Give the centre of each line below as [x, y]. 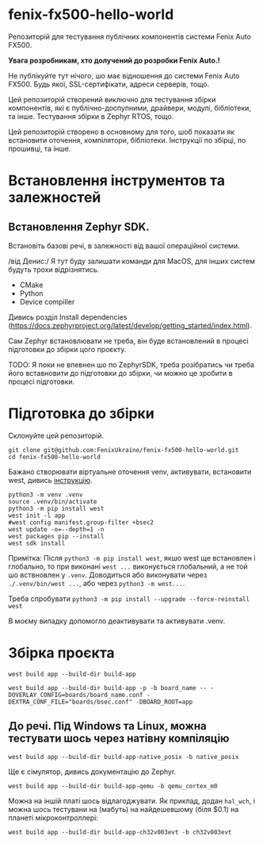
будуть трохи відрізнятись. [54, 269]
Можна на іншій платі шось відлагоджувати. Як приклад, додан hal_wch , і [132, 801]
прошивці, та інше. [40, 148]
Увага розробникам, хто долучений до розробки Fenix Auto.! [114, 60]
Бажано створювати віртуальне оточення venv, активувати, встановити [130, 471]
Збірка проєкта [61, 653]
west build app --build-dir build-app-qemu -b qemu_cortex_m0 [113, 786]
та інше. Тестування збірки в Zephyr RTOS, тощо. [91, 116]
